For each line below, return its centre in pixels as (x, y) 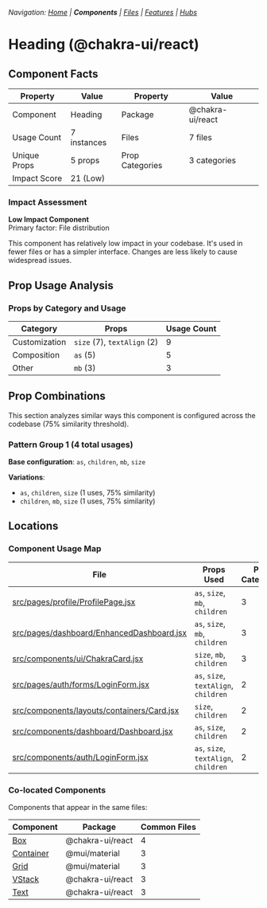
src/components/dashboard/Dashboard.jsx (93, 731)
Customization (39, 342)
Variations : (27, 477)
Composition (36, 354)
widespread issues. (40, 260)
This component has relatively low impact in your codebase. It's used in (126, 244)
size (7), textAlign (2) (116, 342)
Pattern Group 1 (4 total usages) (71, 444)
